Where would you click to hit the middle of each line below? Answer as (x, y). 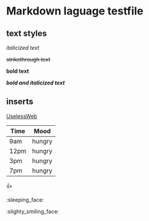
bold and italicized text (36, 83)
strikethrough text (28, 59)
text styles (27, 33)
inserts (20, 101)
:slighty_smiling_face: (33, 211)
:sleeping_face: (25, 199)
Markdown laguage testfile (75, 11)
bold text (17, 71)
